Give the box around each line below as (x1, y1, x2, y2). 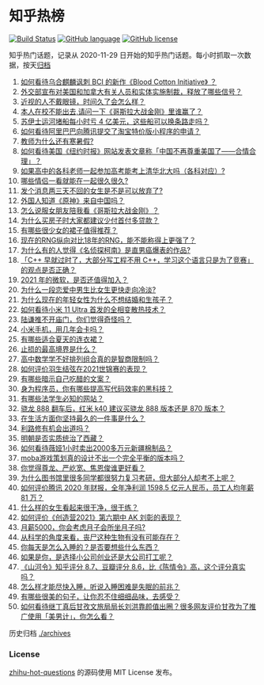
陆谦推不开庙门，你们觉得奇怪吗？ (20, 314, 132, 324)
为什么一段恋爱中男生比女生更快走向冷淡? (20, 284, 157, 294)
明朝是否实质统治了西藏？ (20, 433, 104, 443)
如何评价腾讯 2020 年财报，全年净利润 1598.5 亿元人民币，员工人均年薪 (20, 482, 255, 492)
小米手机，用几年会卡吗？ (20, 324, 104, 333)
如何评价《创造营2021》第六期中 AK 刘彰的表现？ (20, 512, 182, 522)
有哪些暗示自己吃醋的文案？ (20, 374, 111, 383)
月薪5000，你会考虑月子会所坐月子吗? (20, 522, 145, 531)
